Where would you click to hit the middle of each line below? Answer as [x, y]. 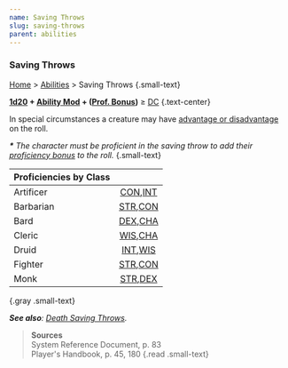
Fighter [29, 264]
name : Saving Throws [47, 17]
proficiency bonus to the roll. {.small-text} [86, 155]
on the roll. [29, 128]
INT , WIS [139, 250]
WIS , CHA [139, 235]
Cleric [26, 235]
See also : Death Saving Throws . [68, 317]
